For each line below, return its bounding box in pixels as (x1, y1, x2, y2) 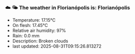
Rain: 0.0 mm (12, 33, 40, 39)
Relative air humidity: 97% (12, 27, 66, 33)
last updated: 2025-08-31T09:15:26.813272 (12, 43, 102, 49)
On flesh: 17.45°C (12, 23, 48, 28)
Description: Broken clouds (12, 38, 68, 44)
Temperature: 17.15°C (12, 17, 56, 23)
